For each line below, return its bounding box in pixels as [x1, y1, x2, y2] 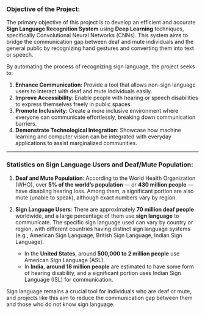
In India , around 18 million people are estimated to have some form [24, 263, 194, 270]
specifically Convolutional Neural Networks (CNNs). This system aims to [6, 32, 189, 39]
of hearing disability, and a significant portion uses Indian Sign [24, 269, 181, 276]
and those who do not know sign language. [6, 301, 115, 308]
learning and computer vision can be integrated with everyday [15, 133, 172, 140]
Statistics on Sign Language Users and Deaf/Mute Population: [6, 160, 193, 169]
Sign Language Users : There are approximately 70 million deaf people [15, 205, 194, 213]
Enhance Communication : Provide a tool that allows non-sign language [15, 81, 196, 88]
